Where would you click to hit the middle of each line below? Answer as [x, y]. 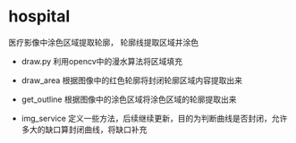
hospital [39, 17]
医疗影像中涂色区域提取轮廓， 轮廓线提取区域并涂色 [103, 42]
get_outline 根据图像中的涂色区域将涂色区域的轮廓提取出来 [129, 99]
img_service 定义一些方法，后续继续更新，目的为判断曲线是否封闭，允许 [154, 118]
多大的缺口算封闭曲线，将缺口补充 [84, 129]
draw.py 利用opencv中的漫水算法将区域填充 [102, 61]
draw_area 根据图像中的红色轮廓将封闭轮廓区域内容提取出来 [132, 80]
